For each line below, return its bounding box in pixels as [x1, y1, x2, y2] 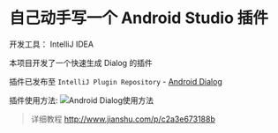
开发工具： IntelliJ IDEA [9, 39, 94, 49]
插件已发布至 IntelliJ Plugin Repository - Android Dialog [9, 76, 222, 86]
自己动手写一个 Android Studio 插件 [9, 8, 269, 28]
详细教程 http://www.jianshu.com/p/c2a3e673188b [30, 114, 216, 124]
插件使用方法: [9, 94, 59, 106]
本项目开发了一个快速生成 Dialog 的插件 [9, 57, 153, 68]
